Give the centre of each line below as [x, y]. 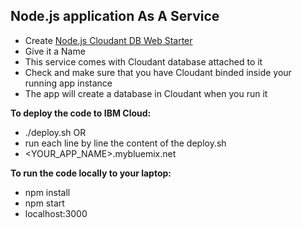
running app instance [68, 83]
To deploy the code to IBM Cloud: [81, 113]
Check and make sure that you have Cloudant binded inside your [158, 72]
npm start [44, 203]
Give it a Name [55, 51]
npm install [47, 192]
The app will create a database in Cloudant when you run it [146, 93]
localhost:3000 [56, 213]
